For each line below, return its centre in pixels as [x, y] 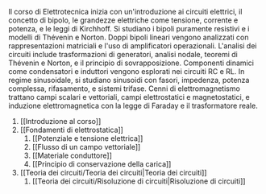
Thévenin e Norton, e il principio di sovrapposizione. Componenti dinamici [131, 63]
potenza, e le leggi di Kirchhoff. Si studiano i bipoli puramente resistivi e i [129, 29]
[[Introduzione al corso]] [60, 121]
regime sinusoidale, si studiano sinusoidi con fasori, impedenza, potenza [129, 80]
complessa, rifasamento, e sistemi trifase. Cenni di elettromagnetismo [124, 89]
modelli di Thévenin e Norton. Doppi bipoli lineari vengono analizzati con [129, 37]
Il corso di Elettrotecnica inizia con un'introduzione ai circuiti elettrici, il [125, 12]
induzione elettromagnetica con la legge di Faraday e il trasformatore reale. [133, 105]
